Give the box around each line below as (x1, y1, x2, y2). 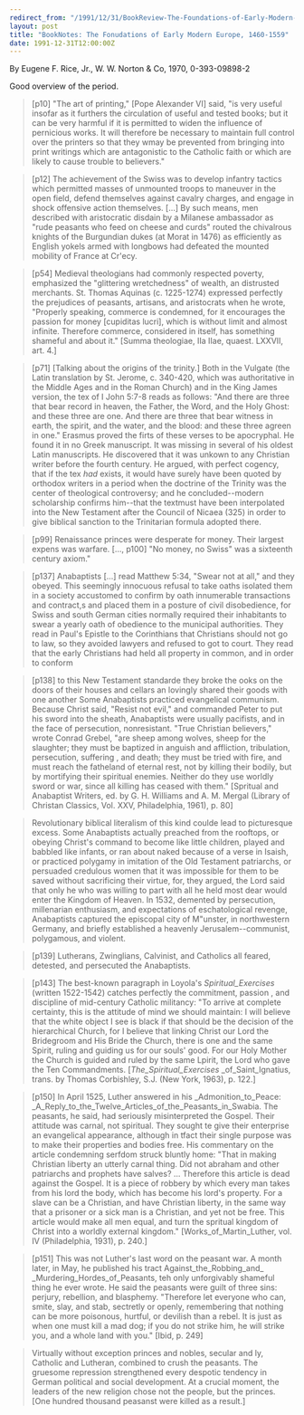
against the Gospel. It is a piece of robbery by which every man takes (31, 1178, 290, 1189)
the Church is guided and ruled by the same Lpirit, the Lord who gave (31, 1055, 291, 1066)
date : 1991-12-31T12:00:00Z (9, 38, 116, 48)
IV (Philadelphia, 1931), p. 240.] (31, 1236, 147, 1247)
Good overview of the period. (9, 81, 119, 91)
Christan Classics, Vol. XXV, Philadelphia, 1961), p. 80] (31, 800, 233, 811)
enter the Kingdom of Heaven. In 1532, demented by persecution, (31, 894, 276, 905)
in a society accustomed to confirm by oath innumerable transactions (31, 590, 291, 601)
